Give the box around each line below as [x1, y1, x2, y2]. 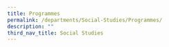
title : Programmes [7, 10, 60, 17]
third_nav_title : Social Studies [7, 29, 104, 37]
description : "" [7, 23, 54, 30]
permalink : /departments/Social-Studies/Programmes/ [7, 17, 163, 23]
